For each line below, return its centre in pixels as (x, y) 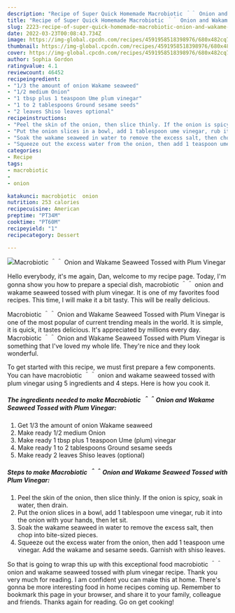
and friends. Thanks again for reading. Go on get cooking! (91, 602)
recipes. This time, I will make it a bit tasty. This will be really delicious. (109, 299)
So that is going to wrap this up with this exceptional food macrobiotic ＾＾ (115, 565)
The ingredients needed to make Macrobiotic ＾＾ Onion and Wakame (111, 400)
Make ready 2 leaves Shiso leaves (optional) (81, 455)
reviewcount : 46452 (36, 72)
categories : (24, 151)
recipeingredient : (34, 79)
